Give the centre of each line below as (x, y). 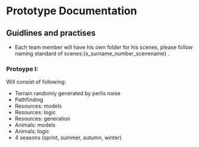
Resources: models (38, 106)
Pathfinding (29, 100)
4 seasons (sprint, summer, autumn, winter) (68, 137)
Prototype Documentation (72, 11)
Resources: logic (35, 112)
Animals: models (35, 125)
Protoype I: (22, 68)
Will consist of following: (36, 82)
